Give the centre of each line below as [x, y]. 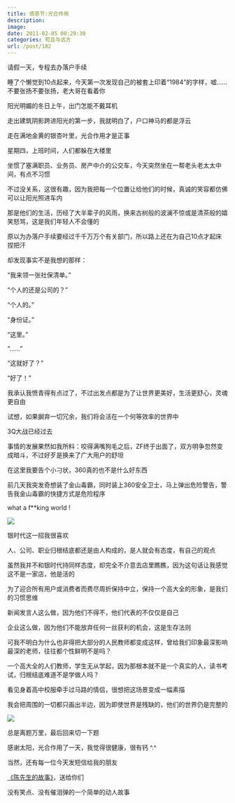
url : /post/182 [29, 46]
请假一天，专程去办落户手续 [47, 67]
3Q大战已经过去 [30, 431]
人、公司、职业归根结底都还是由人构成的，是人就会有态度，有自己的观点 [111, 550]
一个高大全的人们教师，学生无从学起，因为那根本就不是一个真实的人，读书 [114, 666]
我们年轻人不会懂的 [71, 221]
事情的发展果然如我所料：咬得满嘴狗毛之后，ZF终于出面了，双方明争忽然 [112, 446]
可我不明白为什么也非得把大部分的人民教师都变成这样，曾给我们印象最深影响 [117, 642]
